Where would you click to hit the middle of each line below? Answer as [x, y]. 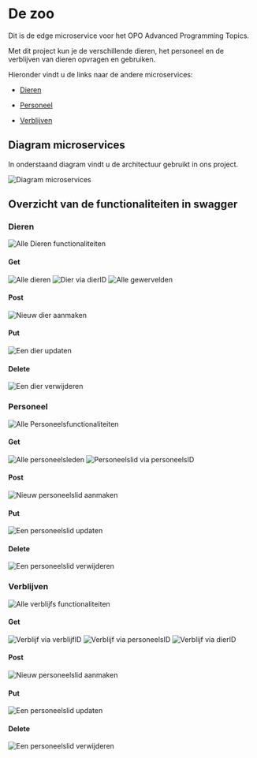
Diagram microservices [67, 146]
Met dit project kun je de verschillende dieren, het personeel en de [116, 50]
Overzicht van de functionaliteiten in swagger [123, 205]
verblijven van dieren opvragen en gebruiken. [82, 59]
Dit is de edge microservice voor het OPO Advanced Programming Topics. [129, 35]
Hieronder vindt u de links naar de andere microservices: [101, 74]
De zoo [32, 14]
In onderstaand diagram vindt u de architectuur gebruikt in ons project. [123, 164]
